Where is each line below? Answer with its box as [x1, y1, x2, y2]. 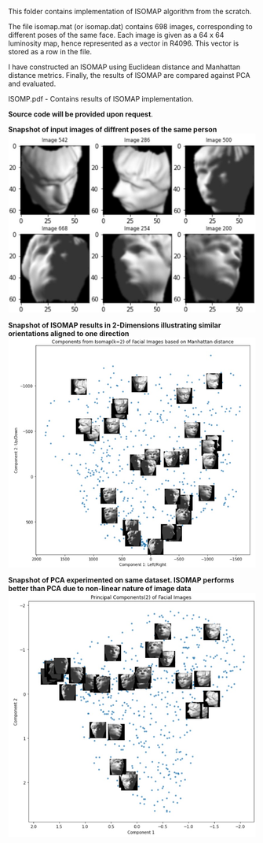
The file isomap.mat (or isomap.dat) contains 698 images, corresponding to [8, 22, 253, 31]
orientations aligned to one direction [8, 328, 130, 338]
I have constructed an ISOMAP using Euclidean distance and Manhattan [8, 62, 241, 72]
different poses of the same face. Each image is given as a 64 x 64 [8, 31, 225, 39]
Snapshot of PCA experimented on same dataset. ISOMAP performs [8, 575, 235, 585]
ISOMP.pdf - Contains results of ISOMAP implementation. [8, 94, 194, 103]
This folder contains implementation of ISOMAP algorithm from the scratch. [8, 7, 252, 16]
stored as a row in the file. [8, 47, 93, 56]
